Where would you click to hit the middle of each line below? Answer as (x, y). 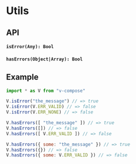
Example (22, 77)
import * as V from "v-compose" (46, 91)
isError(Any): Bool (30, 47)
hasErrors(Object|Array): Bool (44, 59)
